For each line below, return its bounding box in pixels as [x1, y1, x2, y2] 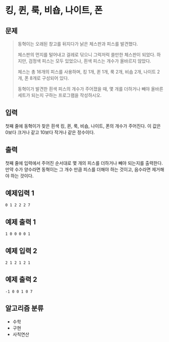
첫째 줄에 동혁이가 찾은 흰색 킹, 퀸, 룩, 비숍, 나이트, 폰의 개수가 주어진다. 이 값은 [5, 123, 161, 129]
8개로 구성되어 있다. [29, 75, 69, 81]
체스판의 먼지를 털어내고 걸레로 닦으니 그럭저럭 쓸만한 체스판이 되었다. [17, 52, 156, 57]
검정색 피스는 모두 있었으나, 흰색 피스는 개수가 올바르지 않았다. [28, 58, 151, 64]
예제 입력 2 [5, 247, 37, 255]
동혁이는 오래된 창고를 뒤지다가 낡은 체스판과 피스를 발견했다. [17, 41, 138, 47]
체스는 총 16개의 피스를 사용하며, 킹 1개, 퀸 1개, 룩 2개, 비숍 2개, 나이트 [17, 69, 156, 75]
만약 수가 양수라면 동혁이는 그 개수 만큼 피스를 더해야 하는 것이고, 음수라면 [5, 166, 151, 173]
